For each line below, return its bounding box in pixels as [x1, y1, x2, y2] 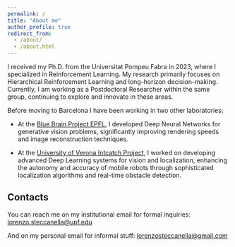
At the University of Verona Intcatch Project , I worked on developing [17, 149, 216, 157]
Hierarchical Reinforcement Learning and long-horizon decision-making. [7, 78, 218, 85]
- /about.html [13, 43, 55, 50]
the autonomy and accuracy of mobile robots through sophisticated [17, 164, 214, 171]
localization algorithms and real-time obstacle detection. [17, 171, 182, 179]
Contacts [7, 191, 49, 203]
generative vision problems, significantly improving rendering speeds [17, 128, 219, 135]
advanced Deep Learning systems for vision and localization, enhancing [17, 156, 228, 164]
